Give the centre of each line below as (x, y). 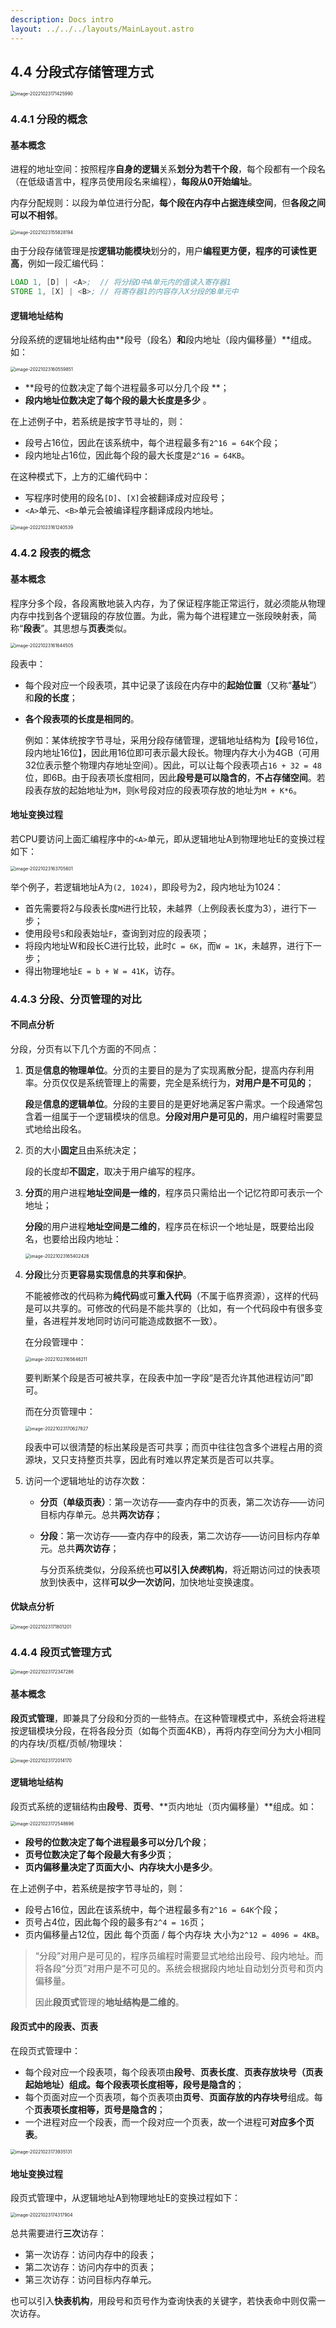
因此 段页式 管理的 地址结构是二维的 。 (109, 2002)
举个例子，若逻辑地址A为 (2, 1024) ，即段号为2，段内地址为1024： (147, 887)
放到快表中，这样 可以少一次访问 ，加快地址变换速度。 (149, 1582)
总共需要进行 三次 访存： (58, 2233)
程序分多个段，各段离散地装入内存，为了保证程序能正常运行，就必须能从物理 (168, 603)
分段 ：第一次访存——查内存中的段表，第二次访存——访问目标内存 (175, 1535)
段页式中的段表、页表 (54, 2027)
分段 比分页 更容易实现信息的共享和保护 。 (108, 1274)
